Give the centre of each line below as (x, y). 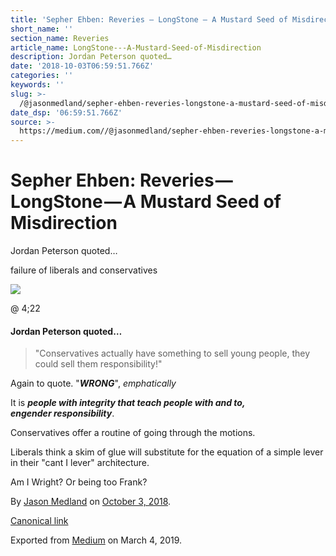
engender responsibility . (62, 413)
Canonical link (39, 521)
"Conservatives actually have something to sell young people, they (172, 353)
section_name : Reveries (60, 38)
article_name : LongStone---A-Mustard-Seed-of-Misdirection (136, 47)
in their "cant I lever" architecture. (80, 463)
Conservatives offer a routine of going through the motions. (133, 433)
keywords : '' (37, 85)
